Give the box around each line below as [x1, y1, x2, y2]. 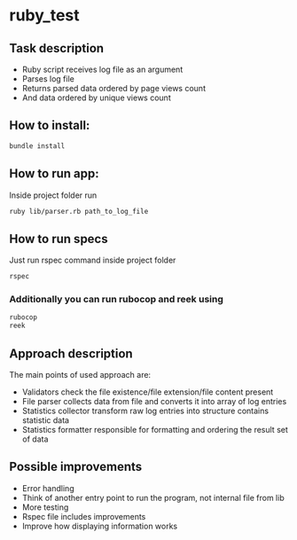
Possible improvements [9, 459, 143, 474]
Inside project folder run [9, 190, 98, 200]
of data [21, 434, 49, 444]
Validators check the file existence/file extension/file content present [21, 387, 274, 397]
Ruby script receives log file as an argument [21, 64, 184, 74]
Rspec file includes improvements [21, 511, 146, 521]
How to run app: [9, 166, 99, 182]
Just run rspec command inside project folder [9, 254, 176, 266]
